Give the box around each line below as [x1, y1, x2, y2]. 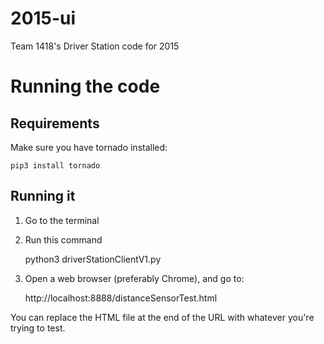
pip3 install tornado [10, 160, 101, 171]
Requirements [10, 115, 100, 132]
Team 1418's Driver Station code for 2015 [10, 40, 180, 52]
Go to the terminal [24, 214, 100, 226]
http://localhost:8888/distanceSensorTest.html [24, 292, 218, 304]
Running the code [10, 75, 161, 98]
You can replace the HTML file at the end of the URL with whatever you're [10, 311, 315, 323]
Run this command [24, 233, 103, 246]
